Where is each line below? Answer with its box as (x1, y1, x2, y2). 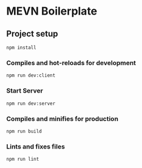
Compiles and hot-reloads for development (6, 58, 137, 67)
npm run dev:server (6, 100, 56, 107)
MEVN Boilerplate (6, 4, 98, 18)
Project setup (6, 29, 59, 39)
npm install (6, 44, 36, 51)
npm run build (6, 128, 42, 135)
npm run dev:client (6, 72, 56, 79)
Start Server (6, 86, 44, 95)
